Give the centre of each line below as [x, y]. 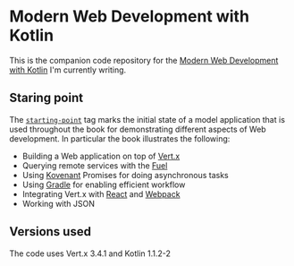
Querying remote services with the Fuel [95, 165]
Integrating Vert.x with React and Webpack [101, 193]
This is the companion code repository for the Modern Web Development [144, 60]
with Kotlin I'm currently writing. [68, 70]
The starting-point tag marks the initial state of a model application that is [147, 119]
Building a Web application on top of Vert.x [101, 156]
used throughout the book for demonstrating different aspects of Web [138, 129]
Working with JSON [59, 203]
